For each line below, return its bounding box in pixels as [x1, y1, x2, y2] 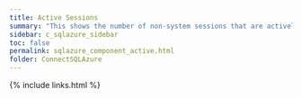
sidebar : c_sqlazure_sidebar [9, 30, 119, 39]
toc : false [9, 38, 50, 48]
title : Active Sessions [9, 13, 99, 22]
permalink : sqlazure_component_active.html [9, 47, 175, 56]
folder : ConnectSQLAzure [9, 55, 102, 64]
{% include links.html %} [9, 80, 101, 90]
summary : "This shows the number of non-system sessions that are [9, 22, 263, 31]
